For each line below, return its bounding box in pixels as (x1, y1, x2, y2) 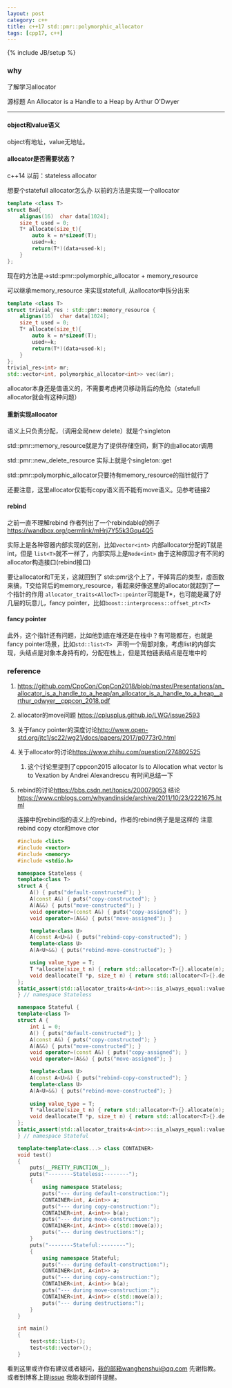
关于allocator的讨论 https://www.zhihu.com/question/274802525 (17, 748, 201, 756)
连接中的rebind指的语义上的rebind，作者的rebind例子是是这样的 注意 (17, 815, 213, 824)
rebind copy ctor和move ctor (17, 824, 99, 833)
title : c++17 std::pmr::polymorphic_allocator (7, 23, 144, 30)
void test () (17, 1152, 52, 1159)
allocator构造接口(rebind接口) (7, 557, 91, 566)
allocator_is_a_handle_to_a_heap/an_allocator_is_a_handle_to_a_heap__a (17, 689, 223, 697)
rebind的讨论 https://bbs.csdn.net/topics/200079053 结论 (17, 786, 181, 795)
